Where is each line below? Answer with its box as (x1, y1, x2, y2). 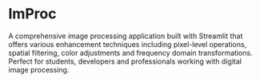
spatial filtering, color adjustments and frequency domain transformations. (8, 48, 254, 57)
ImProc (8, 5, 57, 23)
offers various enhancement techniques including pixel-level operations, (8, 39, 247, 49)
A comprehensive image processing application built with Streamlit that (8, 31, 243, 41)
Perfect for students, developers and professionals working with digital (8, 57, 242, 66)
